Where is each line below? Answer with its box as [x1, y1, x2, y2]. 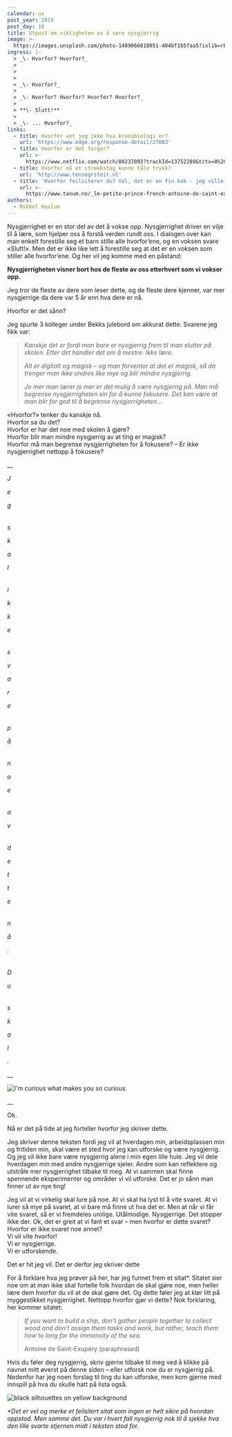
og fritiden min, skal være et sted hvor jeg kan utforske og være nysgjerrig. [7, 1145, 220, 1153]
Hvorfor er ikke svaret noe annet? [7, 1224, 103, 1233]
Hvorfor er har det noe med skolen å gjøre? [7, 425, 130, 434]
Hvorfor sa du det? [7, 418, 61, 426]
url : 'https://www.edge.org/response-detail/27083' [19, 139, 171, 146]
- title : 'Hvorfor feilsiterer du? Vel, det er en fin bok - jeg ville [13, 177, 224, 184]
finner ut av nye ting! [7, 1181, 66, 1190]
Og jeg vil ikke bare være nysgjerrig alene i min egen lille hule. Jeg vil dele [7, 1152, 218, 1161]
